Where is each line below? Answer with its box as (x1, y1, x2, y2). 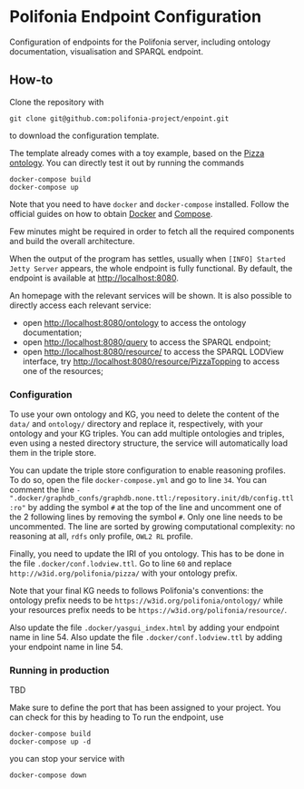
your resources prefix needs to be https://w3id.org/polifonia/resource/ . (9, 605, 288, 616)
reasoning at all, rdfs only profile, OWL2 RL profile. (9, 531, 193, 542)
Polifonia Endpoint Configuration (9, 6, 261, 27)
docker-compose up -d (9, 737, 92, 746)
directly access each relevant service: (9, 300, 152, 311)
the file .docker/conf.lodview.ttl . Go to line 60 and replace (9, 558, 232, 569)
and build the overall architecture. (9, 235, 135, 246)
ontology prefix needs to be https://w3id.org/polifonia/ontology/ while (9, 595, 283, 606)
